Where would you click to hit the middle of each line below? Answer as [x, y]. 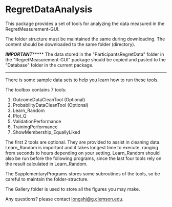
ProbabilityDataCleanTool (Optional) [50, 105]
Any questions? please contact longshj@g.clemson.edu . [64, 199]
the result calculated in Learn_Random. [47, 164]
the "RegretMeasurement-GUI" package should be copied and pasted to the [86, 59]
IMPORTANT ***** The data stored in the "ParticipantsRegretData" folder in [85, 54]
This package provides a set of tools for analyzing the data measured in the [85, 24]
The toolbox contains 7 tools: [36, 89]
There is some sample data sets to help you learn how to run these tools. [82, 80]
